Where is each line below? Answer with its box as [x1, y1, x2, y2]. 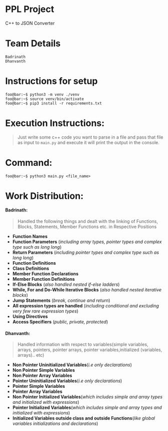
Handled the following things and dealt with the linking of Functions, [17, 219, 158, 225]
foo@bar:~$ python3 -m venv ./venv [5, 92, 80, 97]
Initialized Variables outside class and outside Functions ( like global [12, 415, 155, 421]
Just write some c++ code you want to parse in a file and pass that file [17, 134, 163, 140]
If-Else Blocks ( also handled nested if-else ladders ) [12, 281, 120, 287]
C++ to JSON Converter [5, 20, 55, 26]
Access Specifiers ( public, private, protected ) [12, 319, 108, 325]
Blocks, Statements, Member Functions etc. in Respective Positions [17, 224, 157, 230]
